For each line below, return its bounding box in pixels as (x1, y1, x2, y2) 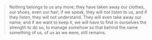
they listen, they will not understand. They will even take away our (9, 14, 142, 20)
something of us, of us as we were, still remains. (9, 30, 106, 35)
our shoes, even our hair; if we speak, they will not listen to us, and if (9, 9, 147, 15)
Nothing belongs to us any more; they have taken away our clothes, (9, 4, 145, 10)
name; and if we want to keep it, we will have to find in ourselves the (9, 19, 147, 25)
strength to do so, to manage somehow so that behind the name (9, 25, 138, 30)
